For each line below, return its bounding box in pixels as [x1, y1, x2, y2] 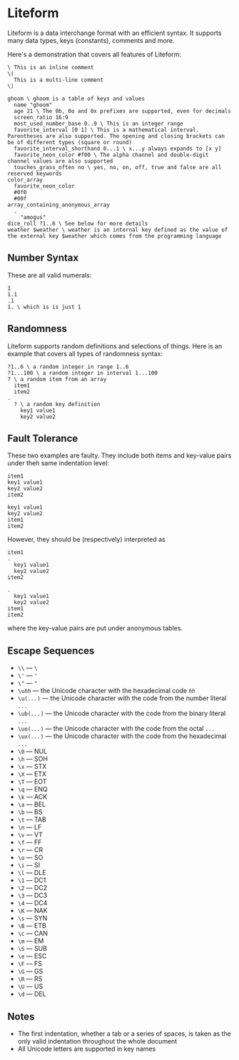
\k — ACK [17, 792, 48, 801]
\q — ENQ [17, 785, 48, 794]
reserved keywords [7, 170, 62, 177]
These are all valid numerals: [7, 271, 92, 279]
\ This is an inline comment [7, 64, 94, 71]
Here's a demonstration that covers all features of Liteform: [7, 50, 182, 59]
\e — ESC [17, 952, 47, 961]
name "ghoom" [14, 101, 53, 108]
